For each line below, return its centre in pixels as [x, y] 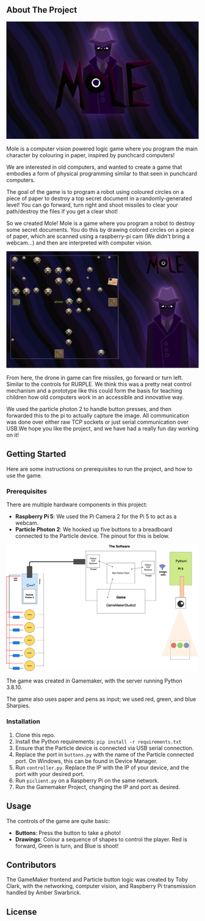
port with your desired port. [50, 774]
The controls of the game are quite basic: [58, 821]
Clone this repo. [35, 735]
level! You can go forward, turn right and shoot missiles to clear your [92, 205]
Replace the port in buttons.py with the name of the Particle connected [104, 754]
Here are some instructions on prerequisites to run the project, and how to [99, 469]
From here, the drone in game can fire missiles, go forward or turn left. [95, 378]
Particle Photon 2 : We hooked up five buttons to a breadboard [94, 530]
